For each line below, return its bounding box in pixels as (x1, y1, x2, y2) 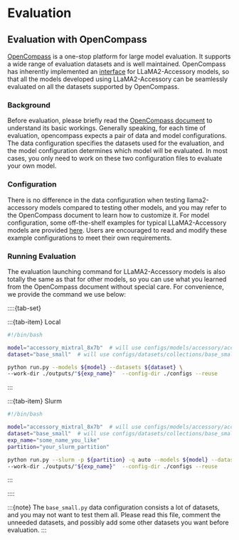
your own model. (7, 162, 57, 170)
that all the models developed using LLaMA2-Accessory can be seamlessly (7, 75, 228, 83)
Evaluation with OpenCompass (7, 33, 147, 46)
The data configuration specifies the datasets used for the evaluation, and (7, 139, 224, 147)
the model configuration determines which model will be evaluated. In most (7, 147, 228, 155)
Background (7, 100, 51, 110)
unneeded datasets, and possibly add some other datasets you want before (7, 518, 229, 527)
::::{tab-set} (7, 304, 41, 312)
